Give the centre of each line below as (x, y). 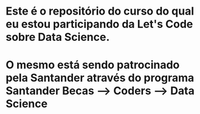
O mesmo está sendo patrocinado (93, 65)
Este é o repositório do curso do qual (100, 11)
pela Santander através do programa (100, 78)
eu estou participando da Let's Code (99, 24)
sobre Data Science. (58, 37)
